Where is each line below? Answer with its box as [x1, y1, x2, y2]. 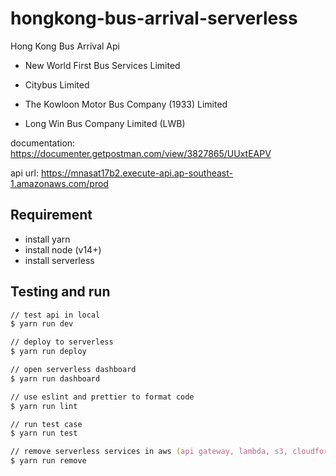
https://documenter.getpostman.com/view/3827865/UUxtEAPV [10, 147, 272, 159]
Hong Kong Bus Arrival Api [10, 40, 120, 52]
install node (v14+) [24, 243, 102, 256]
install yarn [24, 233, 71, 245]
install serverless [24, 254, 95, 266]
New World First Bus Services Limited [24, 59, 181, 71]
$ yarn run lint [10, 401, 78, 411]
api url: [10, 167, 39, 179]
